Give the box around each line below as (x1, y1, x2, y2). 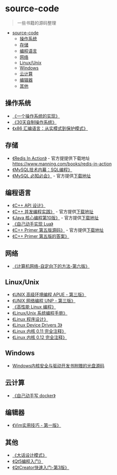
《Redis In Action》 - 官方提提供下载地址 (12, 155, 90, 161)
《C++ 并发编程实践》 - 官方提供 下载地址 (12, 209, 94, 215)
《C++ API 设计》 (12, 203, 46, 209)
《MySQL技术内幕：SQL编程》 (12, 166, 72, 173)
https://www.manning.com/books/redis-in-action (12, 161, 112, 167)
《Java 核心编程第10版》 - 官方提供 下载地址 (12, 215, 99, 221)
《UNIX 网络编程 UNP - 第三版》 (12, 298, 76, 303)
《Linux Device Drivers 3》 (12, 322, 62, 328)
